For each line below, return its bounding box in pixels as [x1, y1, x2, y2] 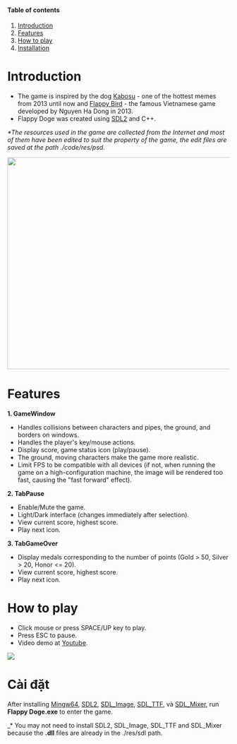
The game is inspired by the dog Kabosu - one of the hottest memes [17, 92, 217, 100]
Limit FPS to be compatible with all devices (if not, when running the [17, 461, 216, 469]
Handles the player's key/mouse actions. [17, 438, 136, 447]
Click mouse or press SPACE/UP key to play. [17, 624, 147, 632]
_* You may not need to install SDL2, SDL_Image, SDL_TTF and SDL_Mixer [7, 721, 222, 729]
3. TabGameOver [7, 539, 59, 548]
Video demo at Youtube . [17, 639, 88, 647]
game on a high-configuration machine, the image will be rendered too [17, 468, 224, 477]
